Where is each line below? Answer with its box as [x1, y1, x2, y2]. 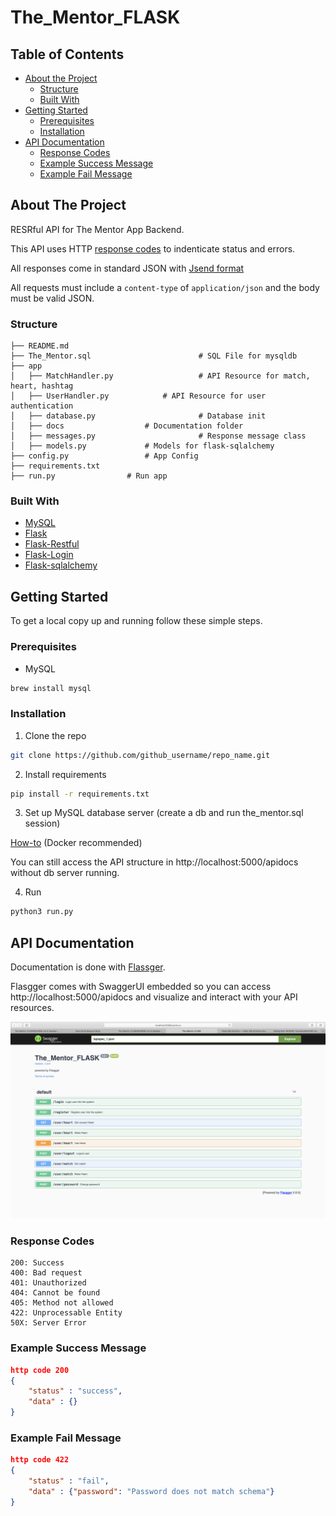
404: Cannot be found [10, 1288, 101, 1298]
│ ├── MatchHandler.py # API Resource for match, [10, 371, 311, 381]
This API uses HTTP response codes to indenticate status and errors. [10, 242, 296, 255]
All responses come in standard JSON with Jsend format [10, 262, 245, 274]
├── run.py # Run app [10, 471, 168, 481]
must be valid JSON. [10, 292, 95, 304]
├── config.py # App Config [10, 451, 199, 461]
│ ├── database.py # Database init [10, 411, 267, 421]
